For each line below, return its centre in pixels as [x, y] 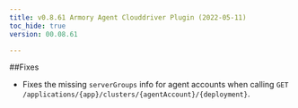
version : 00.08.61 [44, 34]
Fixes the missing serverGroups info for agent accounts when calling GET [155, 85]
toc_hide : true [38, 26]
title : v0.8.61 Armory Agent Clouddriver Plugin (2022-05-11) [128, 17]
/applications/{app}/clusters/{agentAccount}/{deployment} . [136, 94]
